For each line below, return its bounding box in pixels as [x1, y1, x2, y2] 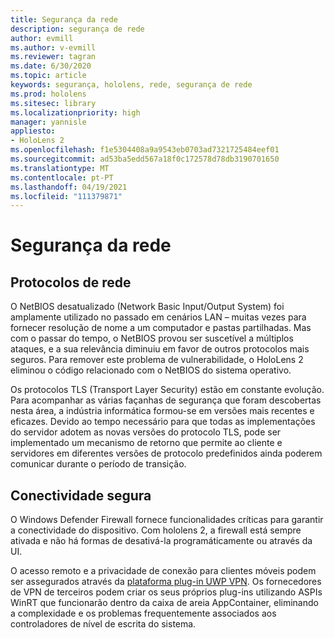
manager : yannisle [10, 117, 87, 127]
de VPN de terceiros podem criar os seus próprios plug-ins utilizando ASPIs [10, 586, 323, 598]
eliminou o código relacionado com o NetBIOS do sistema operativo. [10, 364, 292, 376]
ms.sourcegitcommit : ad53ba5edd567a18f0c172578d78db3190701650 [10, 154, 280, 164]
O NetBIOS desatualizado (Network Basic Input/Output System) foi [10, 301, 285, 313]
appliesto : [10, 126, 56, 136]
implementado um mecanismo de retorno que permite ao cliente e [10, 437, 283, 449]
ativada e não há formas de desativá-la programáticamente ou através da [10, 535, 313, 547]
